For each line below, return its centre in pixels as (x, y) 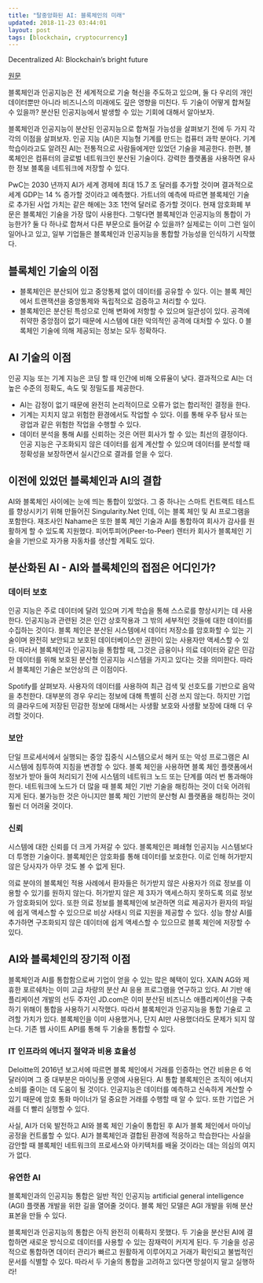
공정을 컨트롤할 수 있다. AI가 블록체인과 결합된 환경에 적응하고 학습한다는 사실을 (130, 1135)
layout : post (29, 30)
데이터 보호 (28, 592)
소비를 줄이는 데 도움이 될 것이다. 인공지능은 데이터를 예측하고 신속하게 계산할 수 (131, 1090)
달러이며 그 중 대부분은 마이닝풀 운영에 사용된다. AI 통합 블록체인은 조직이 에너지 (131, 1080)
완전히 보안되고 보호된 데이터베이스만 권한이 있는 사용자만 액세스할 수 (135, 640)
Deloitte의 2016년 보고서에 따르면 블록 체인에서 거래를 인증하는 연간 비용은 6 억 (130, 1070)
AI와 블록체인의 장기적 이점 (69, 959)
